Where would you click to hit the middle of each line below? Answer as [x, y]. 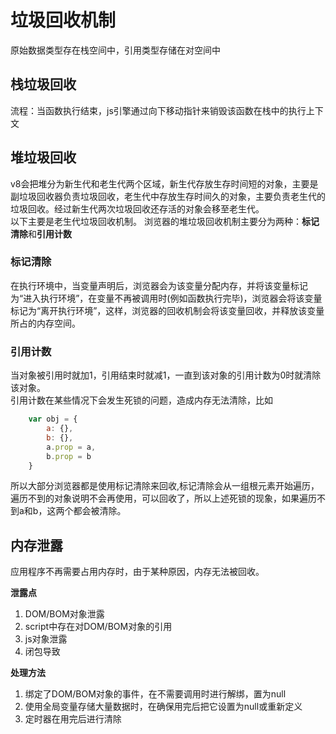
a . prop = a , [71, 447]
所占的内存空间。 [45, 323]
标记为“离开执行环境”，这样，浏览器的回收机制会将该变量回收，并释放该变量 [167, 310]
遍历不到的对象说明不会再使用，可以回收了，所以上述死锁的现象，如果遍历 [163, 498]
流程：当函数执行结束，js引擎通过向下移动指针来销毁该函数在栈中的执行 [158, 110]
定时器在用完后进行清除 [73, 719]
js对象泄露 [46, 639]
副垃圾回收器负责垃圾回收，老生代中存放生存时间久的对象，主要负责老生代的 [168, 196]
